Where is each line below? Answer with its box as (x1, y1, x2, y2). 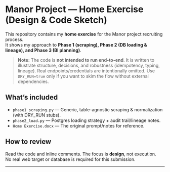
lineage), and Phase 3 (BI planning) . (5, 47, 82, 53)
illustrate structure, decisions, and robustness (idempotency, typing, (17, 62, 160, 68)
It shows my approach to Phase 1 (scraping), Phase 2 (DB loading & (5, 41, 148, 48)
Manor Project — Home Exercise (5, 4, 144, 15)
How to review (5, 138, 52, 146)
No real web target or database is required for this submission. (5, 156, 136, 162)
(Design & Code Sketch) (5, 14, 107, 26)
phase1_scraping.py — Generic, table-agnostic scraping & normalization (12, 106, 163, 112)
